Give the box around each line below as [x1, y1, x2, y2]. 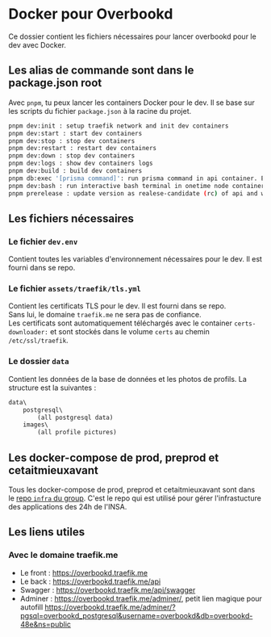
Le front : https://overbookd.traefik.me [19, 568, 148, 577]
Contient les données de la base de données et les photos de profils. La [8, 374, 248, 383]
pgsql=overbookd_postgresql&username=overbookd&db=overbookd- [19, 610, 253, 620]
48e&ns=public [19, 619, 71, 629]
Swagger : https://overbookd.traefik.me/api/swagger [19, 585, 196, 594]
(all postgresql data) [37, 413, 114, 421]
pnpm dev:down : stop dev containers [8, 152, 135, 160]
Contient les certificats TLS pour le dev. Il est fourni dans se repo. [8, 301, 227, 311]
